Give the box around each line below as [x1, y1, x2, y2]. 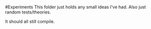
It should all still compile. [5, 19, 55, 24]
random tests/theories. [5, 9, 51, 15]
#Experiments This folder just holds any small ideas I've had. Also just [5, 4, 146, 10]
